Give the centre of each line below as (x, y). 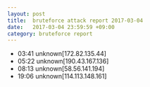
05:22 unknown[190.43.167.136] (63, 62)
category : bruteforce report (50, 34)
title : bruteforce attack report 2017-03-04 (75, 21)
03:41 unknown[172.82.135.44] (62, 54)
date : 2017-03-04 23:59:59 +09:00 (61, 27)
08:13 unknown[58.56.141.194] (61, 69)
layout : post (26, 14)
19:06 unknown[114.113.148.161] (62, 76)
